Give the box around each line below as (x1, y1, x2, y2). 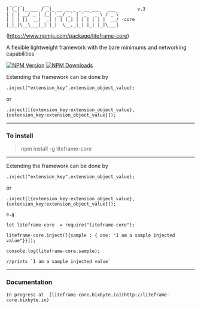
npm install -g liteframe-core (20, 145, 92, 152)
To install (6, 131, 33, 140)
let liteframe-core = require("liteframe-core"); (6, 222, 135, 228)
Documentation (6, 278, 53, 286)
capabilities (6, 50, 35, 57)
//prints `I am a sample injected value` (6, 259, 111, 265)
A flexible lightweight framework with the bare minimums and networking (6, 44, 187, 51)
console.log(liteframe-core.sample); (6, 248, 100, 255)
